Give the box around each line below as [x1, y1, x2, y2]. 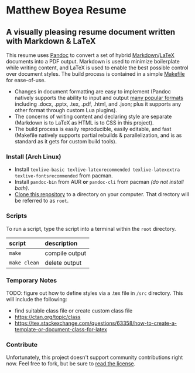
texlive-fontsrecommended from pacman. [14, 172, 113, 179]
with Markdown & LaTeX [6, 36, 96, 46]
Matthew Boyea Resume [6, 4, 127, 17]
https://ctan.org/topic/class [14, 313, 81, 320]
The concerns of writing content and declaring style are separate [14, 113, 172, 120]
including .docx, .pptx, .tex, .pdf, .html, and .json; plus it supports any [14, 100, 182, 107]
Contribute [6, 340, 38, 348]
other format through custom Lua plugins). [14, 107, 117, 113]
